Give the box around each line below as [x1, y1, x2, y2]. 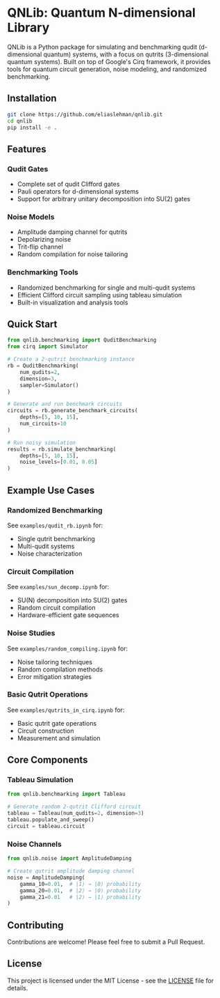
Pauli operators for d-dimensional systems [17, 187, 139, 196]
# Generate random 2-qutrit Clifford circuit [7, 803, 141, 811]
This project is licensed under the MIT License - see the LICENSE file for [7, 976, 214, 985]
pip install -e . [7, 124, 58, 131]
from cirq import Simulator [7, 343, 89, 350]
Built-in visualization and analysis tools [17, 298, 128, 306]
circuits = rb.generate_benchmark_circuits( [7, 407, 138, 414]
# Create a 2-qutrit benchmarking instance [7, 356, 135, 363]
